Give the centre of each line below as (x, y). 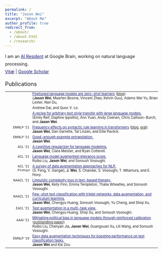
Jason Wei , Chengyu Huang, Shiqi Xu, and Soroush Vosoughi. (82, 213)
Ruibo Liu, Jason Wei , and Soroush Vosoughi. (69, 161)
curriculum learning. (49, 199)
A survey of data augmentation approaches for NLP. (74, 166)
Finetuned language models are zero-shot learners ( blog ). (80, 94)
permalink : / (18, 9)
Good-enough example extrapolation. (63, 137)
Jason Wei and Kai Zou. (52, 245)
